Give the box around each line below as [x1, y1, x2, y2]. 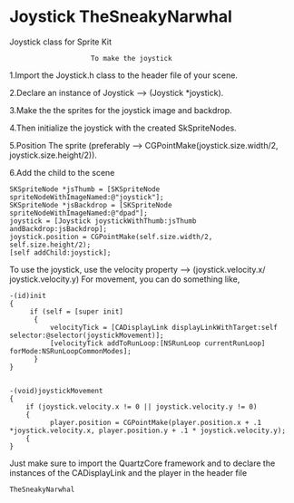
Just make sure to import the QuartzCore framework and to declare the [9, 458, 276, 469]
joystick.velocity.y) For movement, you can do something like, [9, 274, 240, 285]
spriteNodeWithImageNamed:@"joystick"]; [9, 192, 165, 201]
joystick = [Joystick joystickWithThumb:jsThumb [9, 216, 197, 226]
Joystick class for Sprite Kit [9, 36, 112, 47]
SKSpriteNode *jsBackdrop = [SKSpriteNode [9, 200, 172, 209]
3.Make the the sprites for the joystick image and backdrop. [9, 104, 233, 115]
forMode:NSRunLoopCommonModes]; [9, 346, 132, 355]
